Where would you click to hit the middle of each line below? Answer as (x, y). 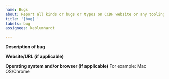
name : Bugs (17, 10)
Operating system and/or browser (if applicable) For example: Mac (76, 66)
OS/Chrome (18, 72)
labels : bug (18, 24)
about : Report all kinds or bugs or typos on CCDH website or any (76, 14)
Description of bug (25, 47)
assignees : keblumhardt (30, 28)
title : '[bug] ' (22, 19)
